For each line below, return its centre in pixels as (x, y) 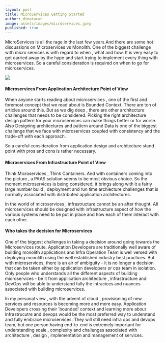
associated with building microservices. (45, 289)
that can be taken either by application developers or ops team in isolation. (81, 268)
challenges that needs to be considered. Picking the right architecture (76, 115)
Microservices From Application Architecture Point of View (67, 89)
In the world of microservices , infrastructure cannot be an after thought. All (82, 204)
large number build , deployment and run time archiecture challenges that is (82, 189)
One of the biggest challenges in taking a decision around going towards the (82, 241)
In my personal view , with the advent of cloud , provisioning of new (74, 298)
